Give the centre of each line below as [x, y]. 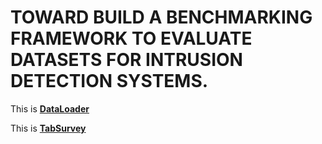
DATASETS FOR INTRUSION [126, 60]
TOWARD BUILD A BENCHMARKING [161, 17]
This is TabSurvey [48, 128]
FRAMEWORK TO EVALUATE [131, 38]
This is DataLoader [50, 108]
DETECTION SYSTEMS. [109, 81]
